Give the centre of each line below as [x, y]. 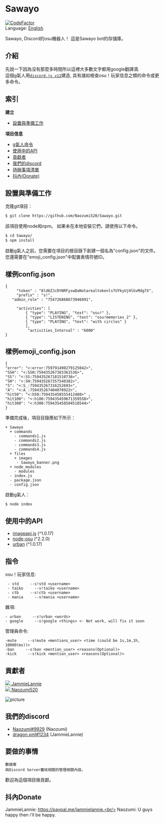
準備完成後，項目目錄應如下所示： [40, 418]
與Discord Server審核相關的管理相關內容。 [45, 770]
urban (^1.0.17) [27, 544]
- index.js [21, 476]
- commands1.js [30, 436]
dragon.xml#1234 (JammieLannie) [48, 734]
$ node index [19, 504]
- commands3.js [30, 445]
